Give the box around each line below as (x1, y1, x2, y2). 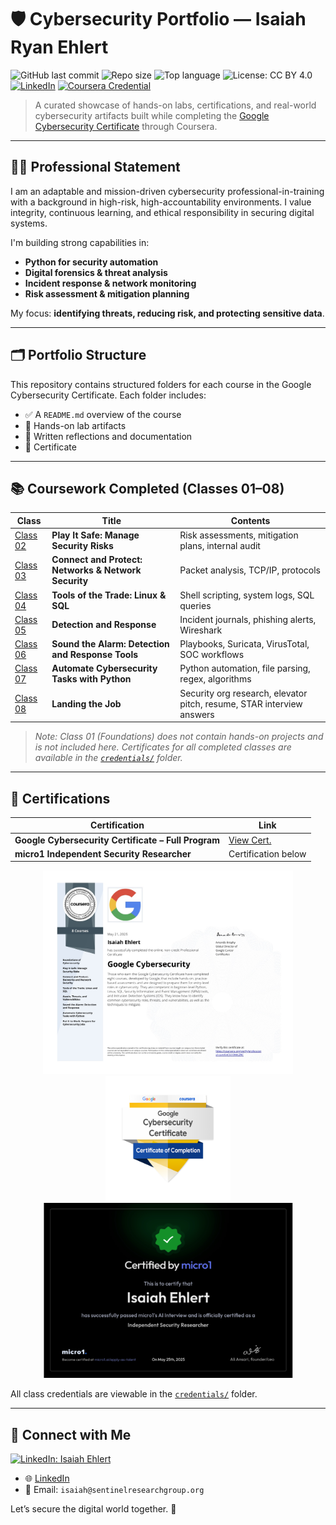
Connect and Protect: (51, 554, 143, 566)
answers (179, 708, 215, 720)
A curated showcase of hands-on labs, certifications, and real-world (34, 99, 317, 111)
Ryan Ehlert (10, 36, 109, 59)
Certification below (228, 847, 307, 860)
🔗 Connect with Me (10, 1426, 132, 1443)
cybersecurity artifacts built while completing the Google (34, 109, 270, 121)
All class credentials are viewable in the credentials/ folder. (10, 1388, 258, 1400)
